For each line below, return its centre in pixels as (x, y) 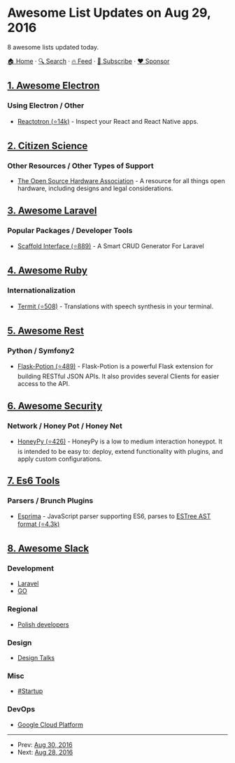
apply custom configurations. (60, 459)
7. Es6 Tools (34, 481)
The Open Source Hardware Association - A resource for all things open (121, 181)
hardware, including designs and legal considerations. (95, 188)
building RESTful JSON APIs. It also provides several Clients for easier (118, 376)
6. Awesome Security (55, 406)
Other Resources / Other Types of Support (80, 166)
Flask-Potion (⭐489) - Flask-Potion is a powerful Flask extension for (115, 366)
